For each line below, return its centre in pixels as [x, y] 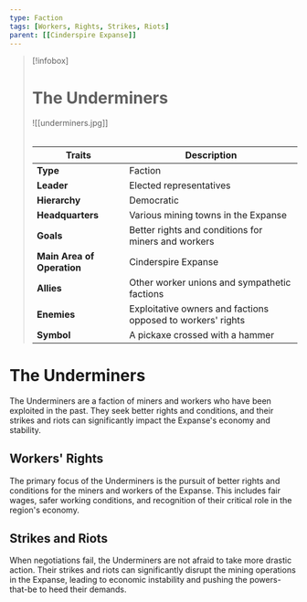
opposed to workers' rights [187, 320]
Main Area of [65, 256]
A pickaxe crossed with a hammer [202, 334]
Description [211, 154]
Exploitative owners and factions [199, 309]
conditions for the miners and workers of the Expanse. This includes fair [145, 491]
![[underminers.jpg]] [70, 123]
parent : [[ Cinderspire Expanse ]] [73, 35]
